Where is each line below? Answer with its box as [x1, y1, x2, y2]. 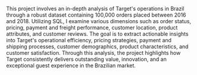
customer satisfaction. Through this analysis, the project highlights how [6, 49, 181, 56]
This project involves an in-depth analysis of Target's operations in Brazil [6, 5, 185, 12]
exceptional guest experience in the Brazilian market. [6, 62, 136, 69]
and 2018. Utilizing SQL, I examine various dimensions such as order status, [6, 18, 192, 24]
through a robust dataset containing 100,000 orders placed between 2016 [6, 11, 186, 18]
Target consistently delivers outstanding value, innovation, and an [6, 56, 167, 62]
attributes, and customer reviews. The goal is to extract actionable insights [6, 30, 189, 37]
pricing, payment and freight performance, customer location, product [6, 24, 178, 31]
